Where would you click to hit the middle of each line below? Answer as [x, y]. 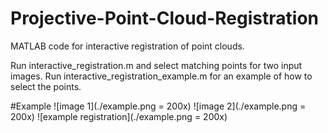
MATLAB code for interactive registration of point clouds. [127, 46]
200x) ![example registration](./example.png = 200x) [119, 116]
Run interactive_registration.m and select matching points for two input [156, 65]
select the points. [46, 86]
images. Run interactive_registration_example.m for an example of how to [161, 76]
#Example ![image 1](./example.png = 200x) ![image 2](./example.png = [158, 106]
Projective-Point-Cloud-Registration [164, 18]
